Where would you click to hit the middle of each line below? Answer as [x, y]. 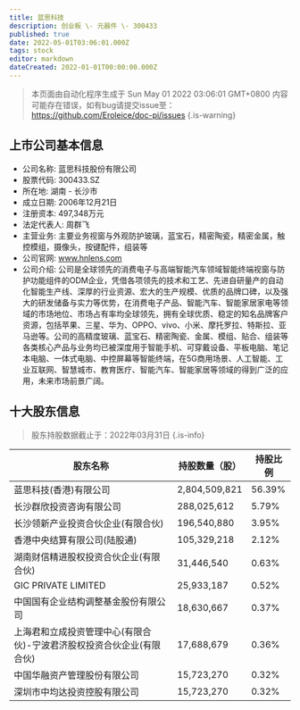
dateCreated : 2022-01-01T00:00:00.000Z [83, 68]
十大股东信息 [45, 412]
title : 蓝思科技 [37, 17]
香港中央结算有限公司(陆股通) [75, 539]
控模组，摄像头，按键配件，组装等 [85, 246]
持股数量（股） [210, 465]
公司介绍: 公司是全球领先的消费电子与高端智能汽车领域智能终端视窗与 [150, 269]
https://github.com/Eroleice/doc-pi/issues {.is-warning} [133, 115]
